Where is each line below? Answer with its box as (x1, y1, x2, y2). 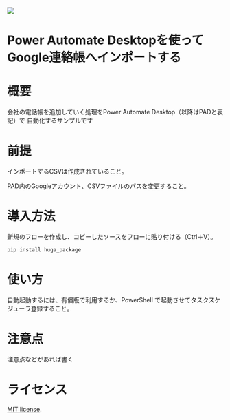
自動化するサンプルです (26, 116, 93, 125)
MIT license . (7, 405, 43, 413)
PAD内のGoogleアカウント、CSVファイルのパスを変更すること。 (7, 182, 190, 190)
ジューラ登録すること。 (7, 304, 73, 313)
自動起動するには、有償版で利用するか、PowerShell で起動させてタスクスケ (7, 295, 221, 304)
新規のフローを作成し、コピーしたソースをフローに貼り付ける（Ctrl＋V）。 (7, 233, 217, 240)
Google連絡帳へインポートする (7, 50, 182, 65)
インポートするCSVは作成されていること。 (7, 167, 128, 176)
